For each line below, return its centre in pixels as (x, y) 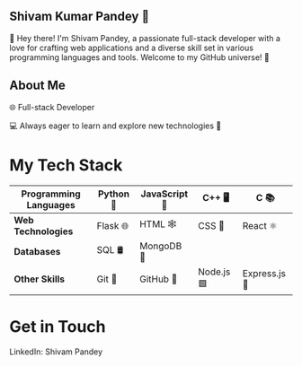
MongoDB (160, 246)
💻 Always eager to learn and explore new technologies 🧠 (115, 126)
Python (114, 194)
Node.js (214, 272)
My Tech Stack (66, 165)
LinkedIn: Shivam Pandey (56, 352)
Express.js (264, 274)
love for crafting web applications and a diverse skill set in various (132, 48)
